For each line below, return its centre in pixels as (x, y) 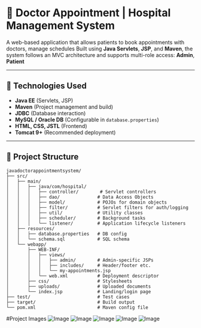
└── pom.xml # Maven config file (77, 307)
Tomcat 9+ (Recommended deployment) (65, 132)
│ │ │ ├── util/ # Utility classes (75, 213)
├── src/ (17, 176)
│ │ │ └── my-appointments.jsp (59, 270)
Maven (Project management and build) (64, 107)
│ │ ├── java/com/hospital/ (46, 186)
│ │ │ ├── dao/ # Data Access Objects (80, 197)
